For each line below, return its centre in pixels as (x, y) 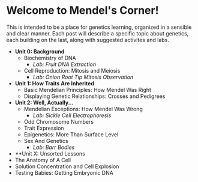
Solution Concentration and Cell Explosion (67, 166)
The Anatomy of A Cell (43, 160)
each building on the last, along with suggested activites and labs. (88, 40)
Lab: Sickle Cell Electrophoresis (72, 115)
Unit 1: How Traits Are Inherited (55, 83)
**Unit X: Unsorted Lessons (50, 153)
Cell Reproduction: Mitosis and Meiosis (72, 70)
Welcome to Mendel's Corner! (82, 11)
